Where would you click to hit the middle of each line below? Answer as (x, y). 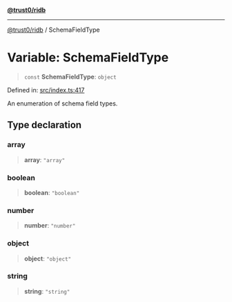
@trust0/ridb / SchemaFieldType (54, 30)
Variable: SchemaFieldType (88, 58)
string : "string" (47, 291)
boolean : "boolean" (52, 192)
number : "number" (50, 225)
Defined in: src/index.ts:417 (46, 90)
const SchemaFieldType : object (70, 77)
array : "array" (45, 160)
